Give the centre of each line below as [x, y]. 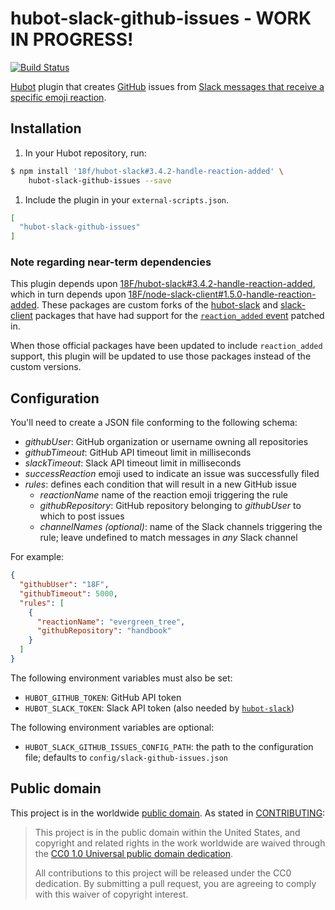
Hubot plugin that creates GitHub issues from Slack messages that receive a [167, 86]
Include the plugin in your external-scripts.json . [127, 199]
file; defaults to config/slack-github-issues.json [126, 757]
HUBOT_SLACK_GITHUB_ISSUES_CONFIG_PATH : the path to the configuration [169, 746]
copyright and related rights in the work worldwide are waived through [180, 843]
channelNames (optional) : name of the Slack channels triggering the [181, 527]
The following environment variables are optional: [112, 727]
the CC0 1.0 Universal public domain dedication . [134, 853]
